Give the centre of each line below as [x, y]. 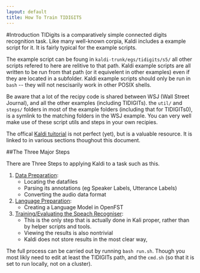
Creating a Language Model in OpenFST [74, 207]
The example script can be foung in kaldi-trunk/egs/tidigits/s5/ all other [99, 59]
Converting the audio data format [65, 194]
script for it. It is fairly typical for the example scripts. [71, 47]
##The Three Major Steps [38, 152]
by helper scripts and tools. [58, 226]
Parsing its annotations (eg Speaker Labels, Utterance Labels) [100, 188]
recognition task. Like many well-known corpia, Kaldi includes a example [96, 41]
